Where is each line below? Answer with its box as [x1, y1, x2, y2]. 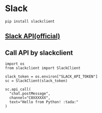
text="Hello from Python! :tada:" [9, 100, 78, 105]
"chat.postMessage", [9, 91, 51, 96]
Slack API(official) [5, 32, 60, 40]
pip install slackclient [5, 19, 55, 24]
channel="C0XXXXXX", [9, 96, 51, 100]
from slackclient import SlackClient [5, 66, 81, 71]
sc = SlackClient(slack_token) [5, 79, 68, 83]
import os [5, 62, 25, 66]
